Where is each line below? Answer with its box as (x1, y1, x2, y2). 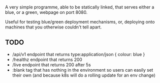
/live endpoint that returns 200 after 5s (12, 61, 91, 68)
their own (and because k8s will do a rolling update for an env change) (12, 72, 156, 78)
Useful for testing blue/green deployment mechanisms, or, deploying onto (5, 19, 155, 25)
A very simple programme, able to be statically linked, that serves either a (5, 4, 155, 10)
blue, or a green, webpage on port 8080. (5, 9, 88, 15)
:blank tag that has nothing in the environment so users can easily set (12, 67, 154, 73)
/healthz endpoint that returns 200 (12, 56, 83, 62)
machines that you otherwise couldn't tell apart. (5, 24, 102, 30)
